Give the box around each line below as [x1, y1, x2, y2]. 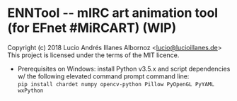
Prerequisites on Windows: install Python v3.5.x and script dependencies [17, 64, 231, 73]
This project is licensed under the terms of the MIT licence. [7, 51, 180, 59]
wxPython [17, 87, 44, 94]
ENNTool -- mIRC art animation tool [7, 5, 218, 21]
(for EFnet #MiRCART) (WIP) [7, 20, 177, 36]
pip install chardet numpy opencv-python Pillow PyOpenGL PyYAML [17, 81, 214, 88]
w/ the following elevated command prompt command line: [17, 72, 190, 81]
